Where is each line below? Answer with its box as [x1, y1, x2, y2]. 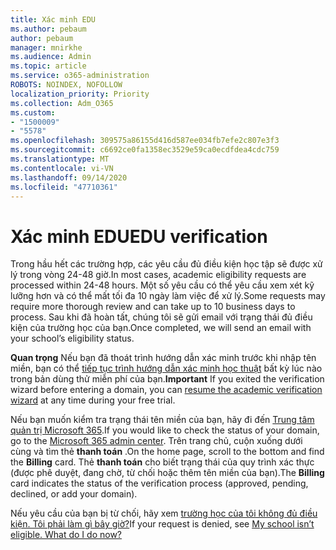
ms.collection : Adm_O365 [10, 98, 114, 108]
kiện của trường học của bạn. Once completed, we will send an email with [10, 322, 312, 334]
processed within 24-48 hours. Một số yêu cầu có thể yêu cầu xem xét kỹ [10, 279, 315, 291]
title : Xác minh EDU [10, 14, 97, 25]
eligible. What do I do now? [10, 529, 123, 541]
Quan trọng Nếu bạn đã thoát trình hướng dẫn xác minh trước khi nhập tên [10, 352, 317, 364]
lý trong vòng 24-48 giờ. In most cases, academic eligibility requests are [10, 269, 307, 281]
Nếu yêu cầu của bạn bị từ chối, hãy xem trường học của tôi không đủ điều [10, 507, 318, 520]
